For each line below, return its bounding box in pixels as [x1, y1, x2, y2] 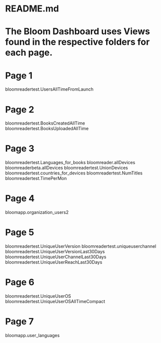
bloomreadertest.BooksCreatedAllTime [5, 120, 85, 126]
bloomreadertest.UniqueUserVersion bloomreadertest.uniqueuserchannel [5, 243, 157, 249]
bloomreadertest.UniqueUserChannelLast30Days [5, 254, 107, 260]
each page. [5, 47, 53, 58]
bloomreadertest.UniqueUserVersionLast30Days [5, 249, 105, 255]
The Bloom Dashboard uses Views [5, 26, 151, 37]
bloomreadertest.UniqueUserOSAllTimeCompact [5, 299, 106, 304]
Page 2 [5, 104, 34, 115]
